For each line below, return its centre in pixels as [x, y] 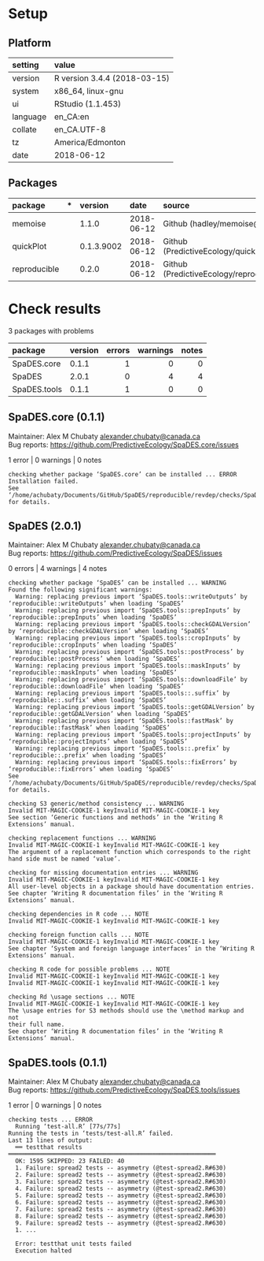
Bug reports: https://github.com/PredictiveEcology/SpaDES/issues [115, 554]
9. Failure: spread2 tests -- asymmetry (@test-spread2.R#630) [121, 1223]
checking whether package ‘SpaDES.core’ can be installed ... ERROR [123, 474]
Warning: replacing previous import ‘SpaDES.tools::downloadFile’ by [131, 680]
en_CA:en [71, 117]
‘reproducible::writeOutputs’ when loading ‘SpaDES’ [96, 604]
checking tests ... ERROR [50, 1120]
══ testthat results [49, 1147]
